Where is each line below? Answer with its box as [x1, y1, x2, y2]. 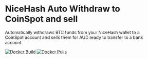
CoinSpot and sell [5, 13, 78, 24]
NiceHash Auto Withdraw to [5, 3, 121, 14]
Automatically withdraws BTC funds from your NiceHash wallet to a [5, 29, 140, 35]
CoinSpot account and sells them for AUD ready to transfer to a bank [5, 35, 143, 40]
